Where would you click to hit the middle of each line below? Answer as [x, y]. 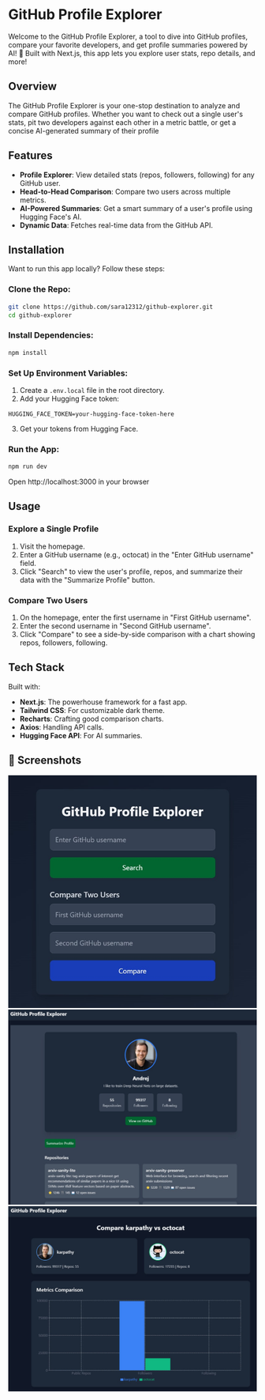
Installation [36, 249]
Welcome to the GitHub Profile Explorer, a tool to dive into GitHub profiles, [128, 36]
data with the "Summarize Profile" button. [87, 579]
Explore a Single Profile [54, 529]
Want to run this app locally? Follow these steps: [87, 269]
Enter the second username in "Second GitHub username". [115, 626]
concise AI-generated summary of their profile [84, 130]
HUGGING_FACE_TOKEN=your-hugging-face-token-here [91, 414]
